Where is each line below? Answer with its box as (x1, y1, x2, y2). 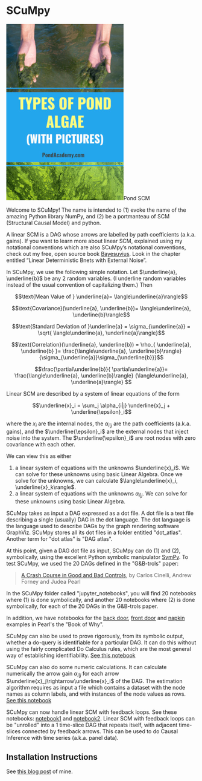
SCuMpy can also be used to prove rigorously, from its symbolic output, (6, 632, 185, 639)
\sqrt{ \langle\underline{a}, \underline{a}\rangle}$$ (37, 329, 165, 336)
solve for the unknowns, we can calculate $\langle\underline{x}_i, (14, 477, 178, 484)
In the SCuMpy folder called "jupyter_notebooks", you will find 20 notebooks (6, 589, 197, 596)
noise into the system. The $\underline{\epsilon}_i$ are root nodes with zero (6, 434, 196, 442)
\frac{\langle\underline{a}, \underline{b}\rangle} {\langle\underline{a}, (14, 371, 189, 379)
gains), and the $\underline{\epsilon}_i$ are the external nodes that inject (6, 428, 189, 435)
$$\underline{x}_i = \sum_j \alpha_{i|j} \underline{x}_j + (32, 402, 171, 409)
